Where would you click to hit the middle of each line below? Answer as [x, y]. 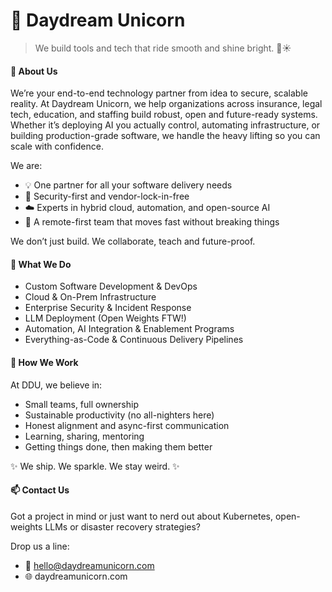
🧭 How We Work [44, 362]
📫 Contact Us [40, 490]
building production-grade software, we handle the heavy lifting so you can [165, 136]
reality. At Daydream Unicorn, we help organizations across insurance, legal [166, 104]
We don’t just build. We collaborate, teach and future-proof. [133, 241]
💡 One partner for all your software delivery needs [128, 185]
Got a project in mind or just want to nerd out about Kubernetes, [142, 516]
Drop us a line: [40, 546]
